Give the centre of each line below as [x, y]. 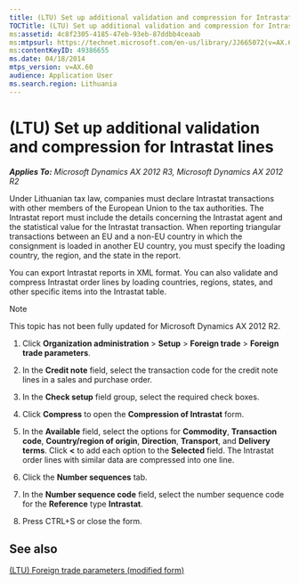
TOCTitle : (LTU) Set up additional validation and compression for [137, 26]
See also [33, 549]
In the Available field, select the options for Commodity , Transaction [149, 431]
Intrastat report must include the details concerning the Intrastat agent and [146, 217]
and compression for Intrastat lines [141, 147]
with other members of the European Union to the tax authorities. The [137, 208]
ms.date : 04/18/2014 [48, 59]
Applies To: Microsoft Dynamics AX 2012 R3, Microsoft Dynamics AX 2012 [146, 171]
